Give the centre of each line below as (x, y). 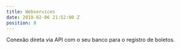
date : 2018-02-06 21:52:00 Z (43, 17)
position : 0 (21, 23)
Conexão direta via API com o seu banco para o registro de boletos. (91, 40)
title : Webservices (31, 12)
